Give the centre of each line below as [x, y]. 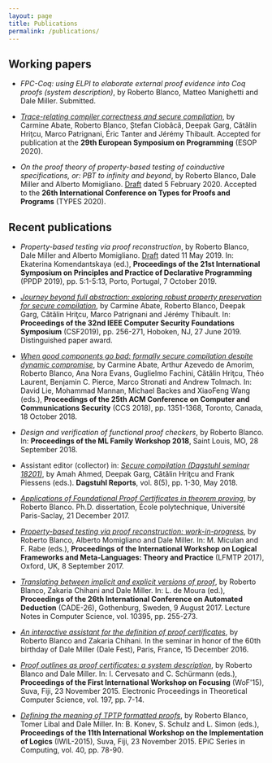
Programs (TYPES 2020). [63, 202]
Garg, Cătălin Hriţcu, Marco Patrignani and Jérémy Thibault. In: [125, 314]
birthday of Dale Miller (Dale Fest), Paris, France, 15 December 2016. [134, 649]
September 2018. [49, 449]
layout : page [30, 16]
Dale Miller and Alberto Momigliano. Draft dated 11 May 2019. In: [127, 255]
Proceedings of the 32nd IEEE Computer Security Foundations [127, 323]
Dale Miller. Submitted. [58, 101]
